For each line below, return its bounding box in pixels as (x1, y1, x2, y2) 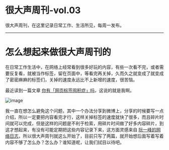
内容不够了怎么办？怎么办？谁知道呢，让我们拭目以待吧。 (5, 139, 124, 145)
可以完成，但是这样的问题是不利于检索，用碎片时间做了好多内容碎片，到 (14, 120, 164, 126)
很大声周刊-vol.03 (5, 5, 81, 16)
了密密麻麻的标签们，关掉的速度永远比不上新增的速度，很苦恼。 (5, 77, 137, 83)
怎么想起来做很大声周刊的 (5, 46, 112, 58)
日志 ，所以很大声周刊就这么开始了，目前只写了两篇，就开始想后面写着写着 (9, 133, 164, 139)
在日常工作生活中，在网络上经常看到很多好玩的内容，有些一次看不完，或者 (5, 64, 159, 70)
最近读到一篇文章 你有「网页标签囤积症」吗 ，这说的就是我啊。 (5, 87, 134, 93)
